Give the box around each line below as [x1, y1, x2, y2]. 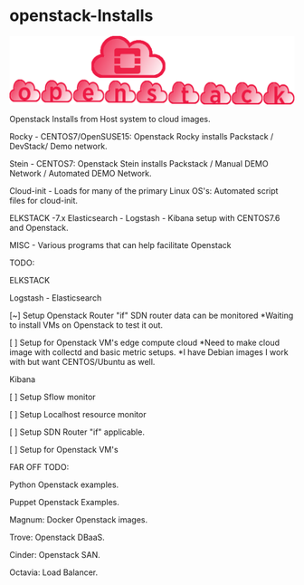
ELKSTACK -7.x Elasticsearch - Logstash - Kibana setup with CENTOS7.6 [9, 212, 280, 223]
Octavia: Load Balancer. [9, 567, 99, 578]
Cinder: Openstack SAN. [9, 549, 101, 560]
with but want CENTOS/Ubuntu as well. [9, 356, 156, 367]
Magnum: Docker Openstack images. [9, 513, 148, 525]
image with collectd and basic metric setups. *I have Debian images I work [9, 346, 289, 358]
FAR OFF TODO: [9, 461, 70, 472]
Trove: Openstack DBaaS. [9, 532, 106, 542]
